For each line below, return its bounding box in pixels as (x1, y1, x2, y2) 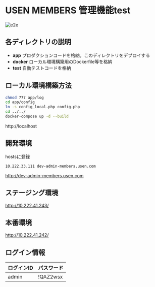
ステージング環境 (5, 188, 59, 197)
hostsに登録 (5, 153, 30, 160)
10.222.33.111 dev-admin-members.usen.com (5, 164, 96, 169)
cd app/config (5, 100, 35, 105)
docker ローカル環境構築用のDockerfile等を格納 (12, 58, 113, 65)
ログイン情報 (5, 248, 45, 257)
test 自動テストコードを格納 (12, 65, 72, 71)
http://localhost (5, 123, 37, 129)
